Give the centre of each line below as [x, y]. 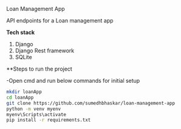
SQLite [23, 57]
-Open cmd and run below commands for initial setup [73, 81]
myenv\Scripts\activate [36, 114]
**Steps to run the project [39, 69]
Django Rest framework [45, 51]
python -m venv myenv [34, 109]
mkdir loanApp [24, 92]
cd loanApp [20, 97]
